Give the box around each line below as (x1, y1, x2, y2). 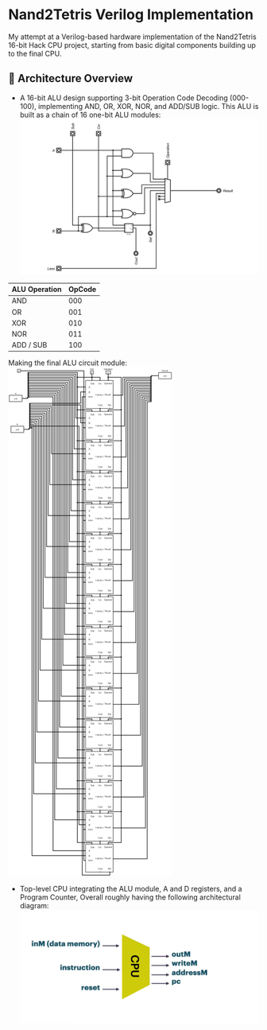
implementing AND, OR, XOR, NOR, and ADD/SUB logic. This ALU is (38, 101, 259, 111)
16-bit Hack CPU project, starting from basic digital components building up (8, 40, 257, 49)
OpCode (68, 285, 97, 294)
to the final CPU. (8, 49, 62, 58)
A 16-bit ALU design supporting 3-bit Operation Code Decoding (19, 93, 228, 103)
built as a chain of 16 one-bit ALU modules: (19, 110, 161, 119)
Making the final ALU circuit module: (8, 358, 128, 367)
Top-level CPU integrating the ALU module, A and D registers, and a (19, 884, 242, 893)
